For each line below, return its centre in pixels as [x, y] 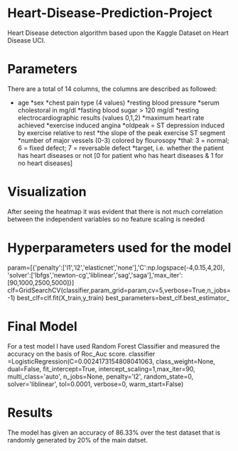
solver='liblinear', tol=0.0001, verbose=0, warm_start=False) [96, 384]
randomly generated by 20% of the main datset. [77, 440]
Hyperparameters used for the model [119, 248]
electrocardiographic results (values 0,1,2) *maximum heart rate [111, 117]
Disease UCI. [26, 40]
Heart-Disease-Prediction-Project [110, 13]
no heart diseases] [45, 163]
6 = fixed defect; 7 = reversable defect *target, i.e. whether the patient [121, 148]
